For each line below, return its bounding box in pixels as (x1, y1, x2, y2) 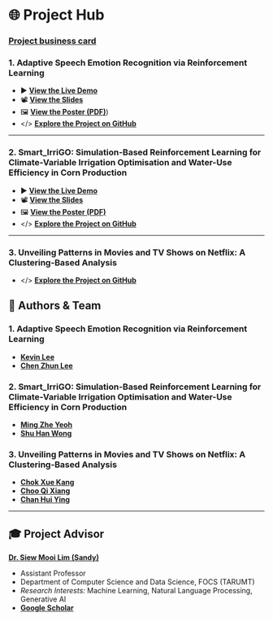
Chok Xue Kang (19, 478, 75, 488)
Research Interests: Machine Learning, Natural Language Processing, (19, 586, 253, 596)
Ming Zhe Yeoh (19, 419, 73, 429)
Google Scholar (19, 603, 75, 613)
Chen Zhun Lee (19, 361, 73, 370)
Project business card (8, 35, 97, 46)
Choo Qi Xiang (19, 486, 71, 496)
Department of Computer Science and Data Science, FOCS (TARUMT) (19, 577, 255, 587)
